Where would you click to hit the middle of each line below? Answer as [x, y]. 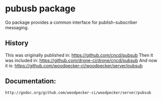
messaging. [17, 27]
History [17, 43]
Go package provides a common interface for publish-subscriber [71, 22]
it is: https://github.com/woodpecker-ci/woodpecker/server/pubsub [74, 65]
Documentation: [31, 81]
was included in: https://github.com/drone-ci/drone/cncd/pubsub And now [81, 60]
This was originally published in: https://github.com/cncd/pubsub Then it [79, 55]
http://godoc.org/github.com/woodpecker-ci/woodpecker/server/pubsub [78, 93]
